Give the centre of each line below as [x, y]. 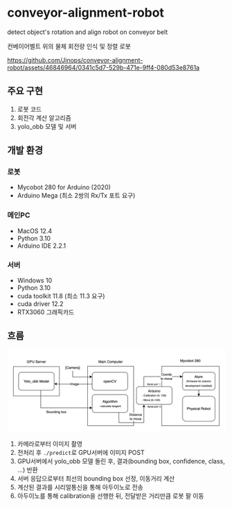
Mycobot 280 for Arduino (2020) [64, 187]
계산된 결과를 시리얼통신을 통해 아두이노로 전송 [80, 487]
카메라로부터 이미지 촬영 [50, 444]
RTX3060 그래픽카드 [46, 312]
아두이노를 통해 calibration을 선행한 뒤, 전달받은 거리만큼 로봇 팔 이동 [110, 496]
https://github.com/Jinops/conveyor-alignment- [75, 60]
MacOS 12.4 [35, 231]
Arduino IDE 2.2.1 [42, 246]
